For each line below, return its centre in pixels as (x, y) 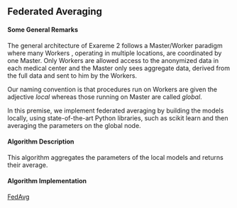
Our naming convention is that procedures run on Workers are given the (112, 89)
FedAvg (18, 197)
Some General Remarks (43, 29)
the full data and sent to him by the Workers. (72, 75)
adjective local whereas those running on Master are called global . (105, 97)
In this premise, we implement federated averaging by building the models (116, 110)
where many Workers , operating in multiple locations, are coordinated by (115, 53)
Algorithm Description (41, 141)
